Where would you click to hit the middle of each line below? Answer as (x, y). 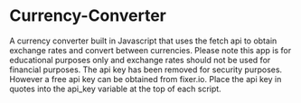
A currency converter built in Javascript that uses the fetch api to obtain (143, 41)
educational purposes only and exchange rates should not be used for (140, 60)
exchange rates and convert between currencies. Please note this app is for (150, 50)
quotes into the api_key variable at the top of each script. (115, 89)
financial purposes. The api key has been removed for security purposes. (146, 70)
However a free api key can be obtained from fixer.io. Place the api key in (146, 79)
